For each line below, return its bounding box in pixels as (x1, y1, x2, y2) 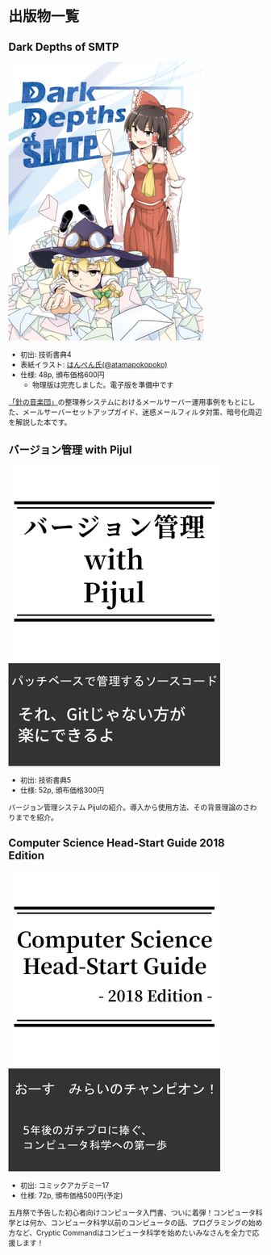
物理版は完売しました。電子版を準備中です (31, 380, 174, 389)
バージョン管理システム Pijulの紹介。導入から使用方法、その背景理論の (8, 802, 244, 812)
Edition (8, 849, 45, 863)
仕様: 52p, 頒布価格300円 (19, 785, 105, 795)
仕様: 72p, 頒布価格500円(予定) (19, 1190, 123, 1200)
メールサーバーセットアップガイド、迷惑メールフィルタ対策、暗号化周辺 (22, 407, 263, 417)
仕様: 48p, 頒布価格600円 (19, 370, 105, 380)
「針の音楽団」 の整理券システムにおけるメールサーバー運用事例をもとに (8, 397, 248, 406)
